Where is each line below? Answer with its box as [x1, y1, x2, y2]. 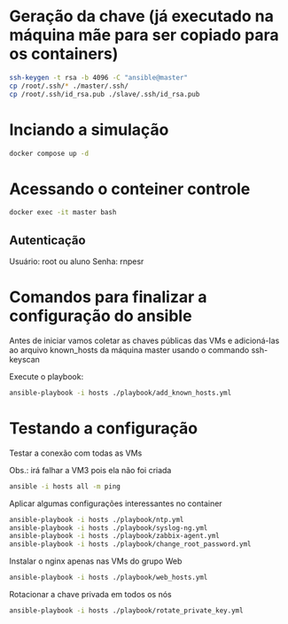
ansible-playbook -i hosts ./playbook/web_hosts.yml [9, 573, 208, 582]
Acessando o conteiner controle [9, 179, 251, 199]
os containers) [9, 44, 119, 64]
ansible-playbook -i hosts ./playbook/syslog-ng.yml [9, 523, 208, 533]
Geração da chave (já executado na [9, 6, 275, 27]
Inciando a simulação [9, 120, 169, 139]
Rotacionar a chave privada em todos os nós [9, 589, 172, 599]
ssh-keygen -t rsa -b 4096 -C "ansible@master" [9, 73, 189, 82]
